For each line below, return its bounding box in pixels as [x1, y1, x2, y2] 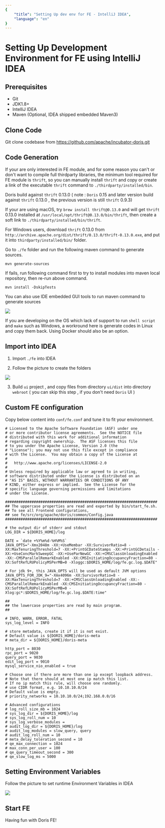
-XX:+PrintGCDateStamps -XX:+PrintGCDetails [62, 547, 155, 552]
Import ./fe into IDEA [12, 355, 56, 361]
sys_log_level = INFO [5, 620, 50, 625]
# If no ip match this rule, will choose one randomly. [5, 680, 122, 686]
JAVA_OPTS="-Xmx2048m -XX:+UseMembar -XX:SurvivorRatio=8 [5, 542, 127, 548]
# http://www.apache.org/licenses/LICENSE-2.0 [5, 460, 107, 465]
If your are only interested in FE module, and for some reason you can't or [5, 166, 155, 172]
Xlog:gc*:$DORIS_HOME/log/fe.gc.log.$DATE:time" [5, 590, 107, 595]
